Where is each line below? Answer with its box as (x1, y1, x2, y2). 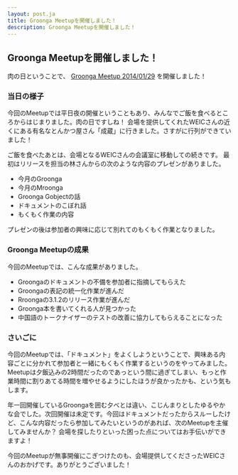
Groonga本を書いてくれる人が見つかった (17, 304, 136, 313)
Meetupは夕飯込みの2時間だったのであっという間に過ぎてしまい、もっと (7, 368, 220, 377)
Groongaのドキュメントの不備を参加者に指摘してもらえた (17, 277, 186, 286)
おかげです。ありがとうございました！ (19, 460, 131, 469)
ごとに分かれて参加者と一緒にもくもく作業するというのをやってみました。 (13, 359, 231, 368)
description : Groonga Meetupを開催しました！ (7, 23, 136, 31)
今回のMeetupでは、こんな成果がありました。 (7, 262, 142, 271)
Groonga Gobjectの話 (17, 193, 81, 201)
